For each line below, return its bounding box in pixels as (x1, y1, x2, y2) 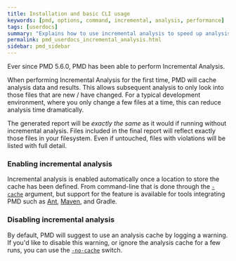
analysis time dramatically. (7, 106, 84, 114)
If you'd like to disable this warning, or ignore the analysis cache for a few (7, 238, 221, 246)
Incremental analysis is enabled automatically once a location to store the (7, 175, 220, 183)
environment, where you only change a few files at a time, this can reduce (7, 98, 221, 106)
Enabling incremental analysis (7, 159, 112, 168)
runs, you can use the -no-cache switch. (7, 246, 123, 254)
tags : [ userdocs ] (7, 23, 58, 30)
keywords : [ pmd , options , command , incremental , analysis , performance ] (7, 17, 225, 24)
